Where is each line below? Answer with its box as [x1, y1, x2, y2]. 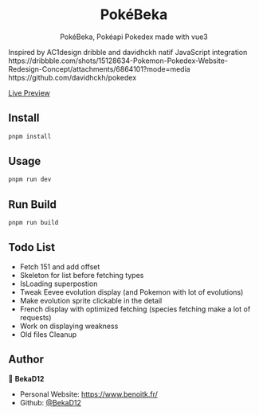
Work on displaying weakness [19, 321, 119, 331]
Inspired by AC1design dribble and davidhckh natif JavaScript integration [8, 47, 248, 57]
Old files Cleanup [19, 329, 77, 339]
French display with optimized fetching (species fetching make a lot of [19, 304, 251, 314]
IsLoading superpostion [19, 279, 98, 288]
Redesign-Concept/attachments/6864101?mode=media [8, 64, 190, 73]
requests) [19, 312, 52, 322]
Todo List [8, 241, 56, 254]
